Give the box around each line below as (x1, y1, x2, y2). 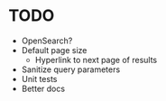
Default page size (21, 44, 88, 55)
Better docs (21, 83, 65, 94)
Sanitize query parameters (21, 64, 121, 75)
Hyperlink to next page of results (34, 54, 158, 65)
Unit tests (21, 73, 58, 84)
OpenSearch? (21, 35, 73, 46)
